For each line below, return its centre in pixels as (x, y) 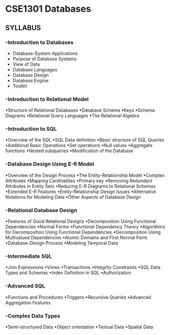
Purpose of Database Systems (45, 59)
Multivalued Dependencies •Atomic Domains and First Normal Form (76, 237)
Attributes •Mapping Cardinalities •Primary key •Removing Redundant (79, 181)
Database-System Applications (45, 53)
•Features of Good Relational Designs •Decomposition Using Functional (81, 221)
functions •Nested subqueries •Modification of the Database (69, 151)
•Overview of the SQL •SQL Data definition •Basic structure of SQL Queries (85, 140)
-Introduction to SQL (31, 129)
